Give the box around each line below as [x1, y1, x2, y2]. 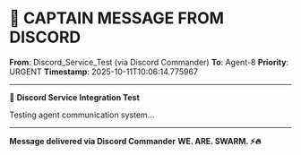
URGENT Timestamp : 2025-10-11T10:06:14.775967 [9, 66, 199, 77]
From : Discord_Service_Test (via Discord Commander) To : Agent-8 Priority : [9, 56, 289, 67]
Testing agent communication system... [9, 109, 155, 120]
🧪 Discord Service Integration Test [9, 91, 141, 102]
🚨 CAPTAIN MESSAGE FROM [9, 8, 225, 29]
